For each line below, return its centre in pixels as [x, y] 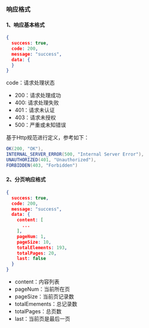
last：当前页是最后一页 [43, 319]
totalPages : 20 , [37, 253]
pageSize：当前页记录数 [44, 297]
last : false [31, 259]
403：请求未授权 [35, 117]
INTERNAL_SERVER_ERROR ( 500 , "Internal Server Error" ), [75, 155]
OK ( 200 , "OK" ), [25, 149]
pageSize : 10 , [34, 242]
